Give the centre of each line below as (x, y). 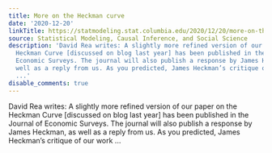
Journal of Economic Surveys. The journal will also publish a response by (130, 123)
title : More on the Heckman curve (67, 16)
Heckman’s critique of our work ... (65, 140)
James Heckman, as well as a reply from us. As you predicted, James (124, 132)
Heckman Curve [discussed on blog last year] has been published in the (129, 114)
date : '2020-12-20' (41, 23)
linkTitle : (27, 31)
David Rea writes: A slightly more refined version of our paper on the (123, 106)
